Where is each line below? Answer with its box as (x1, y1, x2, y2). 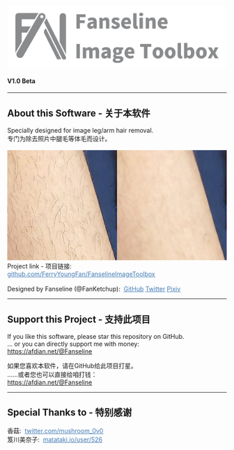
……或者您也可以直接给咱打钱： (7, 370, 97, 379)
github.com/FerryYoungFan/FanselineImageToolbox (7, 270, 155, 278)
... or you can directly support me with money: (7, 340, 139, 348)
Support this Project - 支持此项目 (7, 313, 151, 325)
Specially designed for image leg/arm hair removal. (7, 126, 154, 135)
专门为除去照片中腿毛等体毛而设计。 (7, 135, 111, 143)
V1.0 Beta (7, 76, 36, 85)
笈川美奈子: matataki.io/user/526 (7, 435, 103, 444)
